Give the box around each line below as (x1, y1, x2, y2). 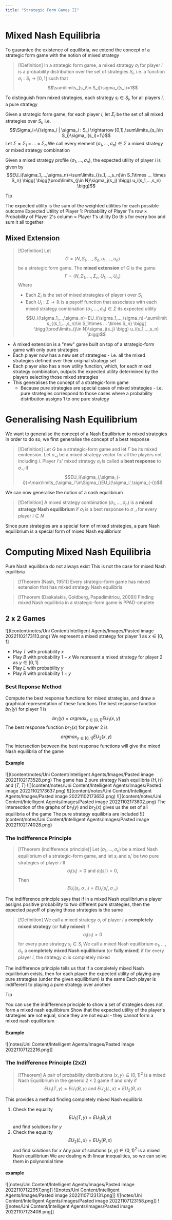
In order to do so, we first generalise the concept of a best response (5, 436, 150, 442)
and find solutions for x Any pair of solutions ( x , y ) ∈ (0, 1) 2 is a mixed (12, 1146, 160, 1153)
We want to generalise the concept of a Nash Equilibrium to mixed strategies (5, 431, 167, 437)
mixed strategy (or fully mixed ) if (17, 923, 90, 929)
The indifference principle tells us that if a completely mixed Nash (5, 965, 144, 972)
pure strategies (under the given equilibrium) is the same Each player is (5, 976, 156, 982)
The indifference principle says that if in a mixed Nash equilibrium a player (5, 896, 162, 902)
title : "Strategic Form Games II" (5, 7, 80, 13)
